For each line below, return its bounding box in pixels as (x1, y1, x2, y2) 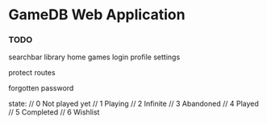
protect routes (8, 68, 56, 78)
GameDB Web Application (8, 6, 186, 24)
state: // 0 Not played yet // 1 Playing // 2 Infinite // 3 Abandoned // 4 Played (8, 99, 260, 109)
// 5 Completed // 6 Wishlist (8, 107, 100, 117)
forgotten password (8, 83, 74, 93)
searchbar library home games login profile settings (8, 52, 181, 62)
